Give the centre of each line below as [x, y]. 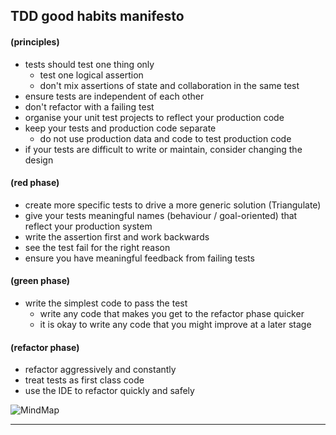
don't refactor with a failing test [89, 106]
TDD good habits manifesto [97, 16]
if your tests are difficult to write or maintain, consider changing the [163, 149]
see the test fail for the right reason [97, 247]
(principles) [35, 41]
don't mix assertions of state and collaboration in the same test [169, 85]
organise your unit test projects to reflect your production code [154, 117]
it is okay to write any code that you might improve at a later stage [175, 324]
